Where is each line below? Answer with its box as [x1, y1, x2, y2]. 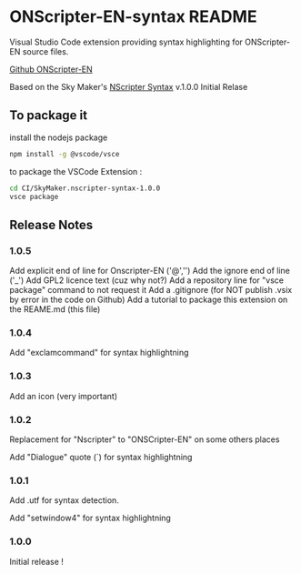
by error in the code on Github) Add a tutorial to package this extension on [9, 294, 288, 306]
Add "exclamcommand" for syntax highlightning [9, 347, 189, 358]
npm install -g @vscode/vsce [9, 149, 120, 158]
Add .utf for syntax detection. [9, 495, 120, 506]
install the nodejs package [9, 132, 108, 143]
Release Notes [9, 217, 94, 233]
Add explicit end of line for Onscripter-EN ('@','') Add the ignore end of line [9, 266, 291, 277]
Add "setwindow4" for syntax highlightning [9, 512, 171, 524]
